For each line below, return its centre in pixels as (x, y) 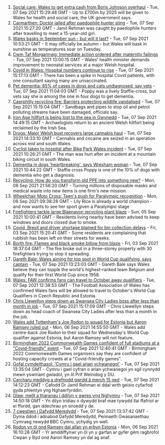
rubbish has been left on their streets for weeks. (61, 238)
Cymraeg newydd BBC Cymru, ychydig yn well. (61, 422)
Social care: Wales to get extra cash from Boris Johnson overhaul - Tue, (86, 7)
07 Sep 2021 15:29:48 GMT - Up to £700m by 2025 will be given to (81, 12)
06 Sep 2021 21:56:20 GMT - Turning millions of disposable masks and (84, 185)
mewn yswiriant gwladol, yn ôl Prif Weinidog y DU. (64, 374)
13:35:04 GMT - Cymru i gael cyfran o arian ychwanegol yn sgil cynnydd (86, 369)
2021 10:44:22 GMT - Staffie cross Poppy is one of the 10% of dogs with (86, 170)
